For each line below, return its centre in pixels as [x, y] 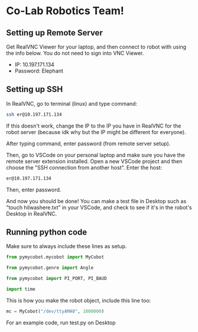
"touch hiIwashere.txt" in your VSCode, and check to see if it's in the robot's [99, 207]
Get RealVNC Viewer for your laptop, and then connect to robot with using [96, 47]
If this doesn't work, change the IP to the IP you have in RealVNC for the [94, 126]
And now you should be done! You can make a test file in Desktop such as [96, 201]
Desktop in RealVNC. [32, 213]
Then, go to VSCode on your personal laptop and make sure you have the [95, 155]
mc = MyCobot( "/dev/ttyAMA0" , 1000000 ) [55, 311]
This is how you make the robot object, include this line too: [79, 300]
